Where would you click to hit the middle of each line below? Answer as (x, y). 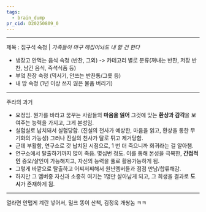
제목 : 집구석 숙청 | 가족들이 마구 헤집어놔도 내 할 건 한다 (73, 47)
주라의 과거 (20, 102)
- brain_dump (29, 18)
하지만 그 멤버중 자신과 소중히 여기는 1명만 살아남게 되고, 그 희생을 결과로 (102, 176)
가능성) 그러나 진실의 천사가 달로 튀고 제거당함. (87, 138)
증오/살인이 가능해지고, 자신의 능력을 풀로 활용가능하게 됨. (91, 161)
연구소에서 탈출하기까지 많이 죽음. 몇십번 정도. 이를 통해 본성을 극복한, (98, 153)
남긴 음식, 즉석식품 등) (50, 68)
